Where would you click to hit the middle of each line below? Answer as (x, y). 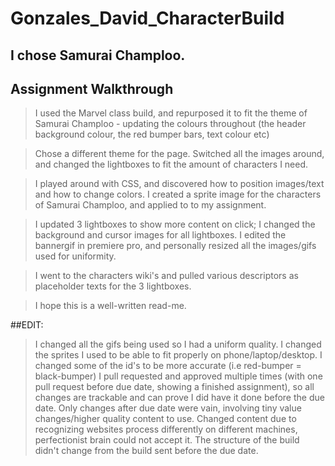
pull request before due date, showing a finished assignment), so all (174, 387)
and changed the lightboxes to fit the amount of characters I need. (171, 164)
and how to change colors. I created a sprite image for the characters (178, 194)
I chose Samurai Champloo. (98, 55)
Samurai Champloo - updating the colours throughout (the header (170, 124)
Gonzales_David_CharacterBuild (147, 18)
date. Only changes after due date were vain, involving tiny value (168, 408)
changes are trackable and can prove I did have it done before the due (179, 398)
